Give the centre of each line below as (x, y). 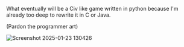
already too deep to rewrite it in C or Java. (59, 15)
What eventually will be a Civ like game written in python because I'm (93, 9)
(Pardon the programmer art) (42, 26)
